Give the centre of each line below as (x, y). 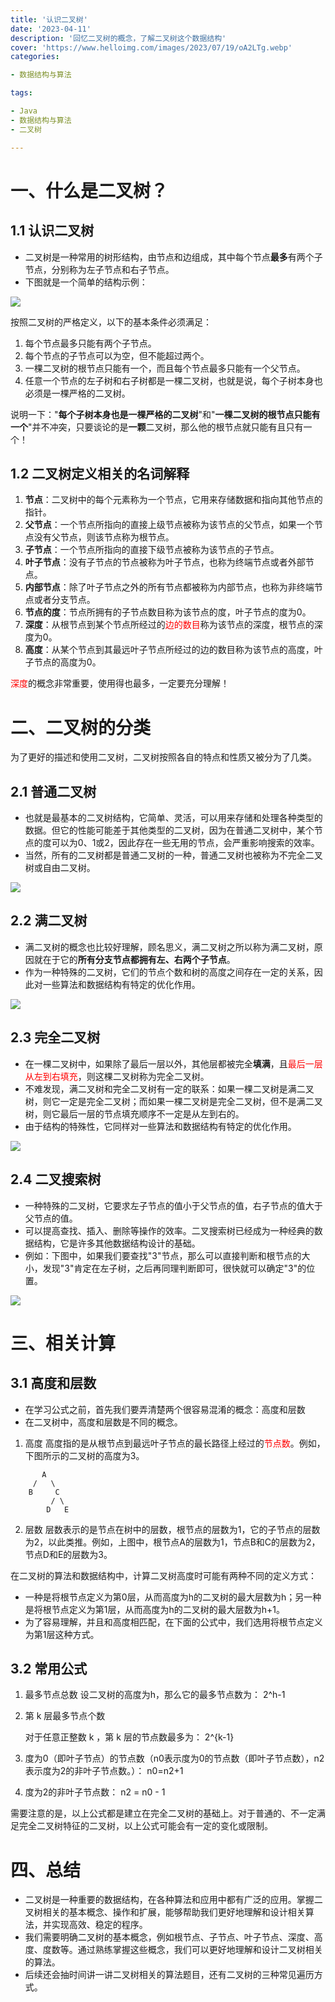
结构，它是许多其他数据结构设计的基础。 (117, 1243)
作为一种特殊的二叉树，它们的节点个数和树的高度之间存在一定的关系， (169, 972)
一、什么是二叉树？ (89, 190)
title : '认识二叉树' (49, 19)
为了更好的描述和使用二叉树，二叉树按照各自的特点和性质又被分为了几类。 (163, 757)
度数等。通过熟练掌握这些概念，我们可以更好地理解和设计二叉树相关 (182, 1950)
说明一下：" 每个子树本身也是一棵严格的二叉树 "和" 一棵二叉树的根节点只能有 (165, 414)
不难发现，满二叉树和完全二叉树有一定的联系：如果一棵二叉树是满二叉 (169, 1088)
